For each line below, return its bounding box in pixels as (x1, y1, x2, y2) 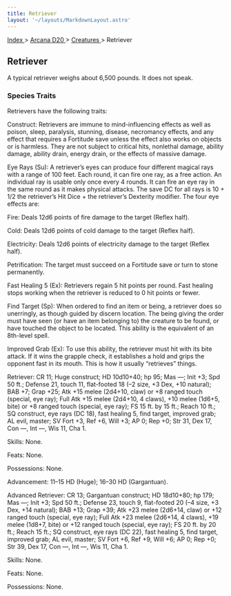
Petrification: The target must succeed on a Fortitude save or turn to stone (7, 260, 219, 269)
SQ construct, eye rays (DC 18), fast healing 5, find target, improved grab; (7, 409, 216, 418)
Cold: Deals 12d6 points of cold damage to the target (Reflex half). (7, 226, 195, 235)
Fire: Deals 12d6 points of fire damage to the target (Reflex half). (7, 213, 190, 221)
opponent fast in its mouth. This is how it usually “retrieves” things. (7, 359, 197, 367)
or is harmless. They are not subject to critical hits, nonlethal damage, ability (7, 142, 224, 151)
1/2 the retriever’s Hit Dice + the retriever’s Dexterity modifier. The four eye (7, 192, 219, 200)
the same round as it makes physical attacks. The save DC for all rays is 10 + (7, 184, 225, 193)
